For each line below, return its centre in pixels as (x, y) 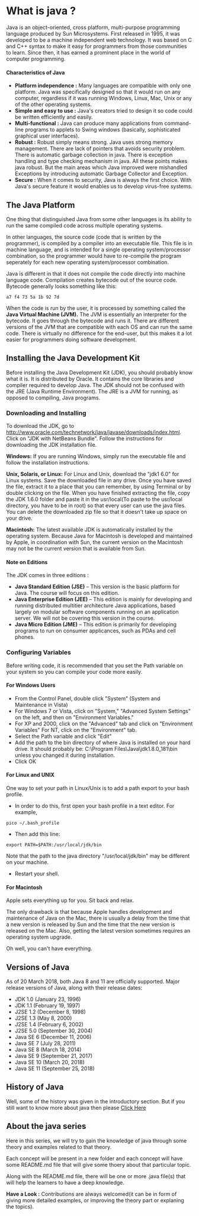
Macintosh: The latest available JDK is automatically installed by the (89, 530)
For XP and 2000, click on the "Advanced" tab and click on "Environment (104, 724)
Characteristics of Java (36, 72)
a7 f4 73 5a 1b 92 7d (33, 297)
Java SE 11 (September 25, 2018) (54, 1068)
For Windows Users (31, 685)
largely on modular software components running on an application (97, 612)
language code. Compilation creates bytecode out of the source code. (92, 280)
